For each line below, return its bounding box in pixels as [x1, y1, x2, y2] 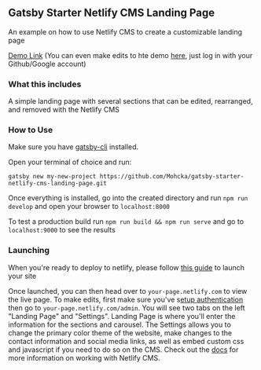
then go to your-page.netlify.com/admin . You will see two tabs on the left [8, 302, 245, 313]
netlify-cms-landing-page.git [8, 180, 108, 188]
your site [8, 271, 37, 280]
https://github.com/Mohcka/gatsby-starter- [99, 173, 244, 181]
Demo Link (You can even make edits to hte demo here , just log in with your [8, 50, 253, 60]
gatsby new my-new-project [8, 173, 97, 181]
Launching [8, 245, 50, 256]
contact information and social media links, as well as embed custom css [8, 336, 244, 346]
